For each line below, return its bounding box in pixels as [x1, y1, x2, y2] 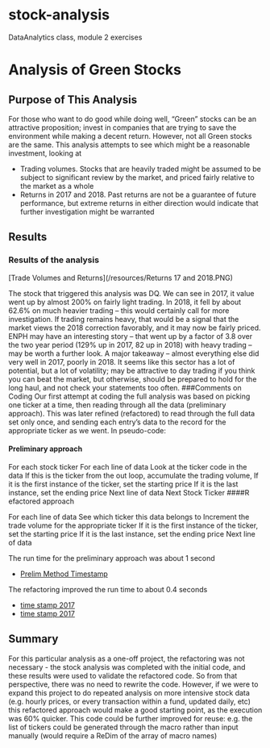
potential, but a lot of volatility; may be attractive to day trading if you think [8, 366, 255, 375]
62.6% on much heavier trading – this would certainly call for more [8, 305, 230, 315]
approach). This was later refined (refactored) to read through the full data [8, 408, 255, 418]
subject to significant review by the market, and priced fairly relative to [19, 172, 255, 182]
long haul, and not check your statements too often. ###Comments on [8, 382, 242, 392]
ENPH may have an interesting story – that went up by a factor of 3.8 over [8, 331, 253, 341]
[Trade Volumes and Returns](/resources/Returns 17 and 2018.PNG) [8, 273, 234, 282]
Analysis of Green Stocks [8, 61, 181, 79]
